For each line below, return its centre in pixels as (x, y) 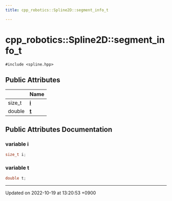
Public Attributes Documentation (59, 129)
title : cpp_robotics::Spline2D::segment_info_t (57, 10)
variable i (17, 144)
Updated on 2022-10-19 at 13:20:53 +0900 (51, 193)
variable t (17, 168)
